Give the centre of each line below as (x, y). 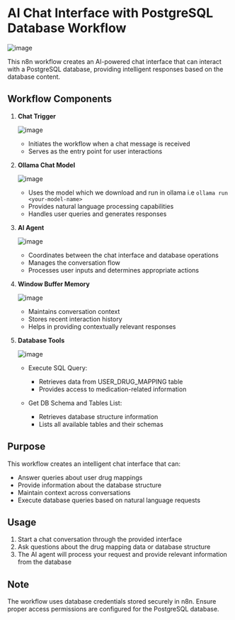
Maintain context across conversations (74, 492)
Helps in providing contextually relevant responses (102, 326)
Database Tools (41, 340)
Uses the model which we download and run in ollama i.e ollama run (128, 192)
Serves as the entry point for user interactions (95, 151)
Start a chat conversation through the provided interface (100, 539)
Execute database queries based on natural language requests (109, 500)
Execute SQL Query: (58, 368)
